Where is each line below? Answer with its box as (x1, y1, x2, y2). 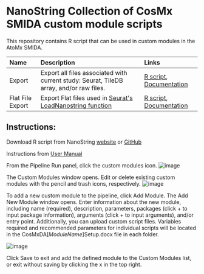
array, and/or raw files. (40, 83, 105, 92)
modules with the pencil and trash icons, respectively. (6, 180, 141, 187)
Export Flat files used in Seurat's (40, 93, 133, 102)
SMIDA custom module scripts (6, 17, 163, 31)
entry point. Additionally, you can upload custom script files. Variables (6, 217, 182, 225)
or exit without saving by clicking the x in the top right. (6, 261, 142, 268)
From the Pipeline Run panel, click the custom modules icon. (6, 161, 158, 169)
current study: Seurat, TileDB (40, 76, 123, 85)
